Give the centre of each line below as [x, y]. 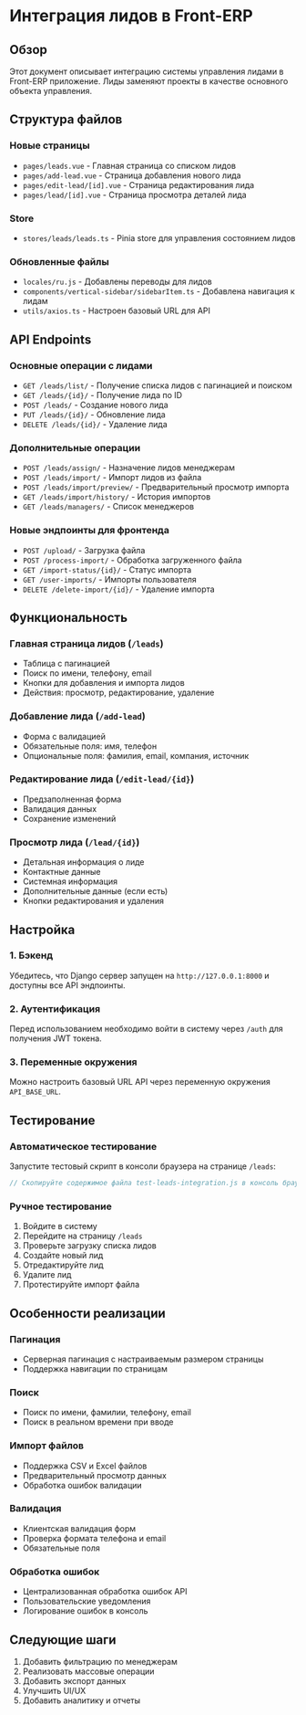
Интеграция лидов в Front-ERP [131, 16]
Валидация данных [60, 808]
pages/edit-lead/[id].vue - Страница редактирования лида [138, 184]
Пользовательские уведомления [87, 1601]
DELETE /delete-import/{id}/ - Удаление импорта [119, 589]
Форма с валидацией [64, 736]
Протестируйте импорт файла [81, 1285]
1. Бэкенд [31, 955]
